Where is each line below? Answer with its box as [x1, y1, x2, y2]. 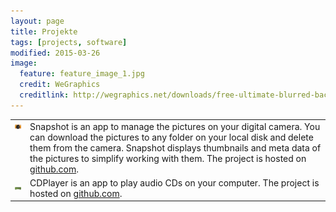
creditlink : [19, 90, 70, 100]
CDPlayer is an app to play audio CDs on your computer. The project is [29, 176, 320, 189]
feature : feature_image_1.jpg [19, 69, 145, 79]
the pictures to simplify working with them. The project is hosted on [29, 152, 307, 164]
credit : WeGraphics [19, 80, 101, 90]
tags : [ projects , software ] [10, 37, 128, 47]
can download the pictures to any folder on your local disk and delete [29, 131, 314, 143]
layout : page [10, 16, 65, 26]
